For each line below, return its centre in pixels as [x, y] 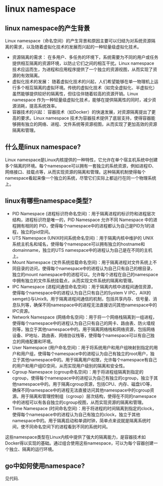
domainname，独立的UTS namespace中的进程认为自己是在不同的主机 [82, 250]
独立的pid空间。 [37, 232]
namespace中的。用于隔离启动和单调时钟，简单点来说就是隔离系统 [79, 420]
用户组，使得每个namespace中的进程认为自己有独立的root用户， [85, 354]
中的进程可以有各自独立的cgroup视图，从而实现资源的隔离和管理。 [79, 402]
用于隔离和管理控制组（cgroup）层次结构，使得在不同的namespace [89, 396]
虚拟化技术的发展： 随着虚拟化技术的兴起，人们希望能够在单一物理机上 [83, 82]
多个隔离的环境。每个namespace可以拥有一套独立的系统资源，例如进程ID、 [81, 166]
